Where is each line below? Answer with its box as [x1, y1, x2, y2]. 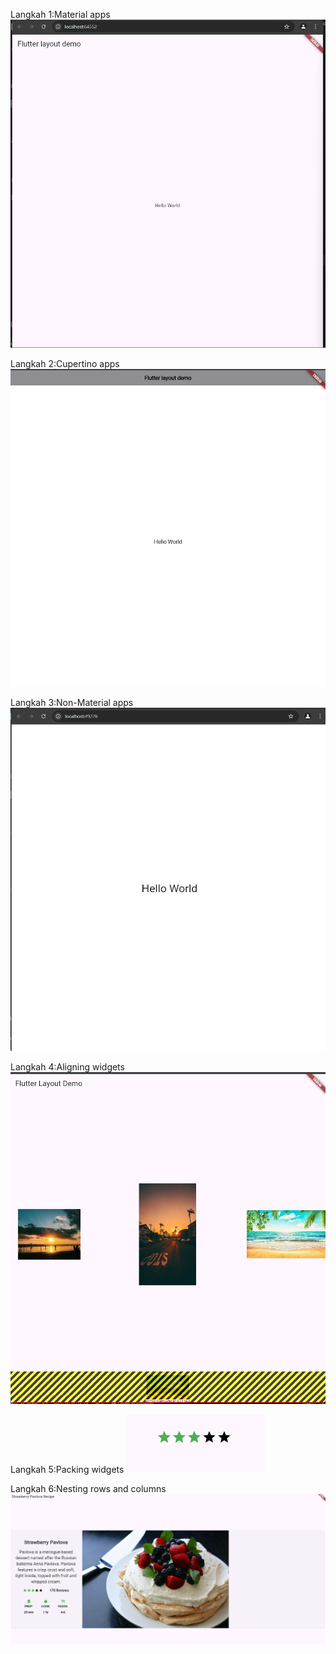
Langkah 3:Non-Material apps [10, 696, 134, 708]
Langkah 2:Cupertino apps [10, 357, 120, 369]
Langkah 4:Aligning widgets [10, 1061, 125, 1073]
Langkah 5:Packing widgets [10, 1464, 125, 1476]
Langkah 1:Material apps [10, 9, 111, 20]
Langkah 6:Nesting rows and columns [10, 1483, 167, 1495]
